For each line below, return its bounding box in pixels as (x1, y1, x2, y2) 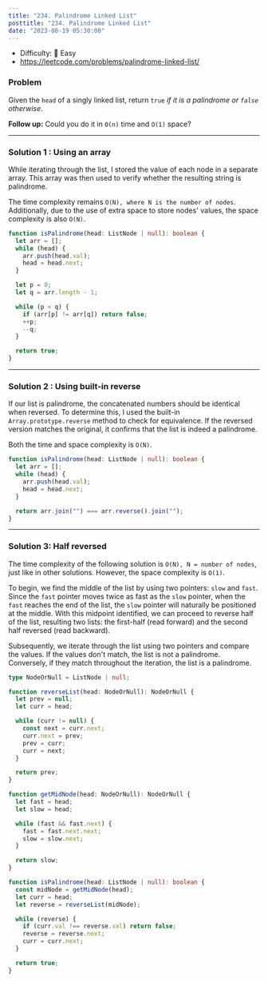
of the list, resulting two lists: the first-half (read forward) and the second (8, 617, 249, 626)
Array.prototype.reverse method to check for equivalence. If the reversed (8, 416, 253, 426)
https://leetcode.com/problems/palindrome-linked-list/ (19, 57, 200, 66)
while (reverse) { (15, 915, 77, 923)
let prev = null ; (15, 695, 73, 703)
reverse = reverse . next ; (22, 930, 105, 938)
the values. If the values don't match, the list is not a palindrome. (8, 649, 221, 659)
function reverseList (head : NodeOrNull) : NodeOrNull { (8, 688, 195, 696)
